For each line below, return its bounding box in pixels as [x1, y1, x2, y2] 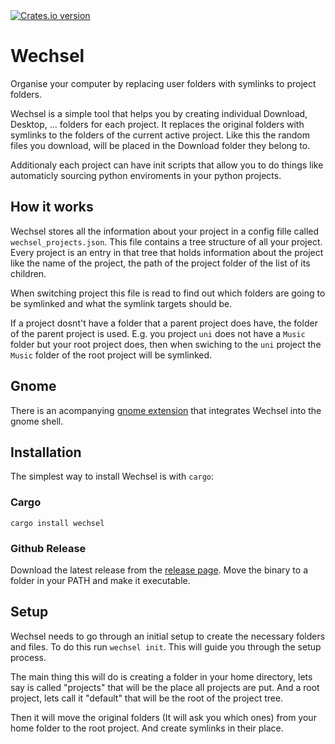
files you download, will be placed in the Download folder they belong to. [10, 139, 311, 151]
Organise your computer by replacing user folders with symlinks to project [10, 77, 317, 89]
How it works [10, 199, 94, 216]
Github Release [10, 541, 87, 555]
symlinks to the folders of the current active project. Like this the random [10, 129, 311, 141]
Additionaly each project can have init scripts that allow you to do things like [10, 159, 324, 171]
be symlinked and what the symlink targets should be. [10, 297, 233, 309]
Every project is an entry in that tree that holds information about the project [10, 246, 324, 258]
